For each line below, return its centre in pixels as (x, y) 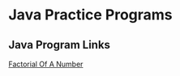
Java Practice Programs (90, 15)
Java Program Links (60, 45)
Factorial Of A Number (46, 64)
